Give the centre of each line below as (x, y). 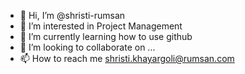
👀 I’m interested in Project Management (101, 26)
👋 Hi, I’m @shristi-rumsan (72, 15)
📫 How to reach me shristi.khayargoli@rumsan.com (127, 58)
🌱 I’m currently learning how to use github (106, 36)
